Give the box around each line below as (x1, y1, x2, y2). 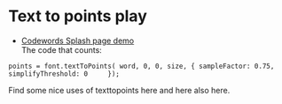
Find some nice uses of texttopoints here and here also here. (8, 85, 231, 95)
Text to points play (8, 6, 148, 26)
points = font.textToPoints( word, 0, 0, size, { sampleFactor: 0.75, (8, 62, 275, 71)
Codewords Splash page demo (20, 35, 135, 46)
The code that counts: (20, 44, 103, 55)
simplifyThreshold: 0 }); (8, 69, 121, 78)
